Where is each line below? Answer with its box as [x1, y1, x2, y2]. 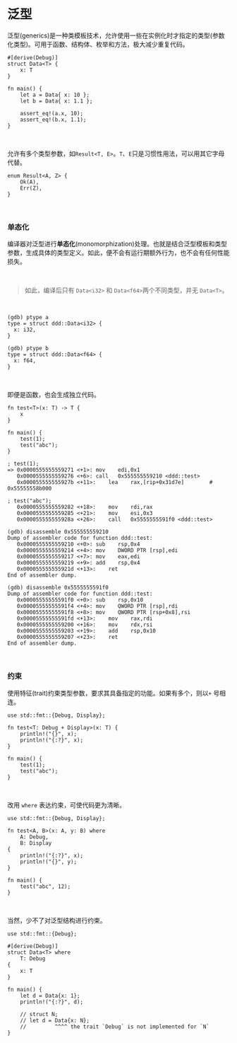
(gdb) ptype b [7, 345, 49, 352]
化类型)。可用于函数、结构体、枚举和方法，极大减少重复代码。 [7, 40, 189, 48]
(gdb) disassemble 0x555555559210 [7, 529, 109, 536]
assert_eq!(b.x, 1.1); [20, 116, 87, 123]
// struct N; [20, 1010, 59, 1018]
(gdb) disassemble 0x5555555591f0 [7, 584, 109, 592]
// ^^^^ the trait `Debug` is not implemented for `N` [20, 1023, 210, 1030]
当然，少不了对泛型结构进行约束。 [7, 916, 107, 924]
